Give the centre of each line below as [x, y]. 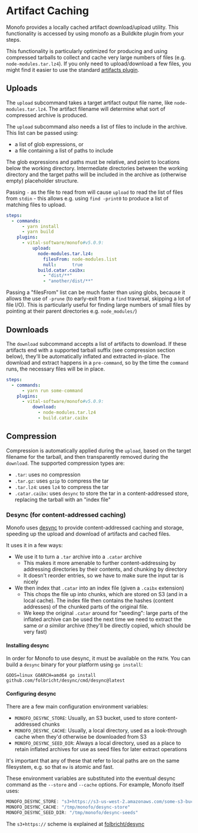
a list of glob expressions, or [49, 144]
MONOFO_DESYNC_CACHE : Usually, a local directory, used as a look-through [100, 730]
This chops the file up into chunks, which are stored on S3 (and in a [105, 594]
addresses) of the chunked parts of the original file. [86, 607]
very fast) [35, 632]
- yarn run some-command [52, 391]
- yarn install [40, 226]
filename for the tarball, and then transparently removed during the [87, 457]
